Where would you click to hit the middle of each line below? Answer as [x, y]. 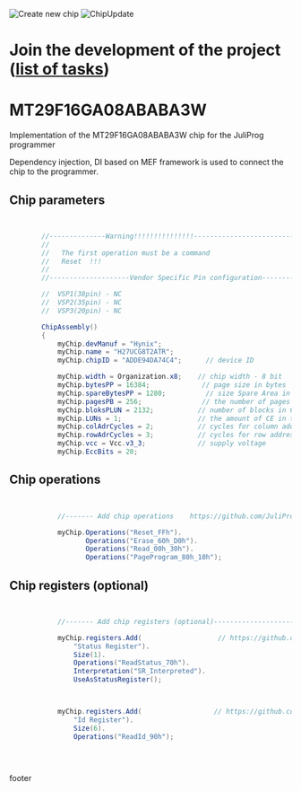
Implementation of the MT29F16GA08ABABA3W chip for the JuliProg [137, 136]
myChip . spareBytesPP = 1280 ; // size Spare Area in [174, 393]
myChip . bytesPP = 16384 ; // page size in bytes [172, 385]
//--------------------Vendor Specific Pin [124, 278]
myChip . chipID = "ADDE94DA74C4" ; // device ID [155, 360]
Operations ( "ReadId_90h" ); [124, 736]
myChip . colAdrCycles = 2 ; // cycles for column [168, 426]
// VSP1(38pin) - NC [82, 294]
